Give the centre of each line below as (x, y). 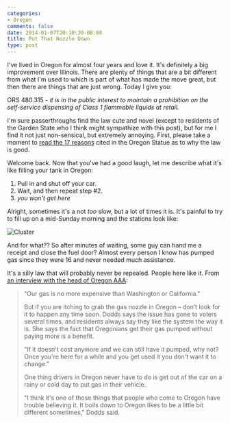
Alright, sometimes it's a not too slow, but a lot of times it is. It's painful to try (115, 211)
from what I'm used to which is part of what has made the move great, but (112, 79)
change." (37, 364)
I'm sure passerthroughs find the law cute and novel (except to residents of (113, 120)
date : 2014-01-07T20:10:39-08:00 (55, 33)
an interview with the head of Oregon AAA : (67, 280)
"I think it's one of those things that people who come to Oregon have (122, 398)
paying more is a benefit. (59, 336)
